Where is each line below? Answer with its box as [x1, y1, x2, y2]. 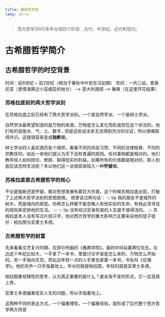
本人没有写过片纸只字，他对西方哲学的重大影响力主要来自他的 [18, 213, 143, 219]
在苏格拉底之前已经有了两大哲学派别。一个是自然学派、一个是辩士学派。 [5, 111, 151, 117]
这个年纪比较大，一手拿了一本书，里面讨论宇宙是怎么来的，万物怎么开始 [9, 251, 156, 257]
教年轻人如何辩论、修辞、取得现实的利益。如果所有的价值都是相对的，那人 [5, 157, 156, 162]
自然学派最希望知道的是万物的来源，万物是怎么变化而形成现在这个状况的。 [5, 122, 156, 128]
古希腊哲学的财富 [5, 233, 46, 239]
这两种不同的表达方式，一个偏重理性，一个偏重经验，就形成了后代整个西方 [5, 300, 156, 307]
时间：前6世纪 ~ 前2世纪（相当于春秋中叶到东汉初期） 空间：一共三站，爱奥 [5, 79, 159, 86]
